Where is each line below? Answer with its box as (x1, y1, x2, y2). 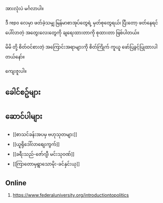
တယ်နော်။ (5, 54, 25, 60)
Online (5, 179, 27, 187)
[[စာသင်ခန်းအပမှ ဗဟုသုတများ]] (12, 131, 78, 137)
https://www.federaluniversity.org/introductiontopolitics (12, 192, 129, 198)
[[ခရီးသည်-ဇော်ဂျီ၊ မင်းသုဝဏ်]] (12, 151, 75, 157)
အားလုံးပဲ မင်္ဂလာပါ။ (5, 6, 44, 11)
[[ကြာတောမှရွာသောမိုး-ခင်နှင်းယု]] (12, 161, 80, 167)
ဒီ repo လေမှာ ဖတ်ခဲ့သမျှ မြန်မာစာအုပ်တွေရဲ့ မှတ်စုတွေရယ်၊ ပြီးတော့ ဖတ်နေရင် (5, 20, 158, 25)
